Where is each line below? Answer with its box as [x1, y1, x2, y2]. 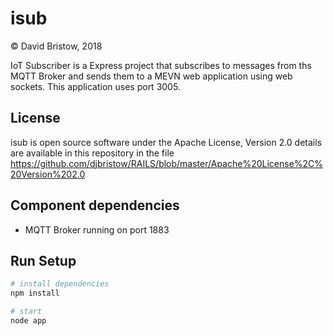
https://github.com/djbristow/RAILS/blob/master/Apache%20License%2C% [10, 157, 324, 169]
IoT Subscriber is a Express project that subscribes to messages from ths [10, 59, 312, 71]
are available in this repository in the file [10, 147, 175, 159]
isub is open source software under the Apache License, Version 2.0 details [10, 136, 323, 148]
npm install [10, 288, 60, 299]
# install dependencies [10, 279, 110, 289]
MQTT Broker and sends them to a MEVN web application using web [10, 70, 293, 82]
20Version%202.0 [10, 168, 86, 180]
